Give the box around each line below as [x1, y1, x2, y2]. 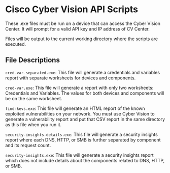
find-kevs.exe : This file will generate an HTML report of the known [5, 105, 146, 111]
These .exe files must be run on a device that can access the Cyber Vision [5, 20, 161, 26]
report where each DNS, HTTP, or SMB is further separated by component [5, 136, 161, 143]
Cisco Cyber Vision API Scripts [5, 4, 139, 15]
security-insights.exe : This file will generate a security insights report [5, 152, 154, 158]
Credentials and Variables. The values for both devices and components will [5, 90, 164, 96]
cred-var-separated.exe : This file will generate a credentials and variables [5, 69, 160, 75]
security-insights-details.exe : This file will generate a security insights [5, 131, 158, 137]
